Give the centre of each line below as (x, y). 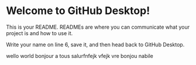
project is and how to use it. (39, 33)
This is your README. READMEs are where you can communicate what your (98, 27)
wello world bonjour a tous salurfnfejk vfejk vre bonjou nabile (80, 56)
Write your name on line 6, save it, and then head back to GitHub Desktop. (95, 45)
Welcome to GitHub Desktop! (78, 11)
